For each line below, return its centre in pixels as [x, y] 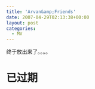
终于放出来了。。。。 [28, 52]
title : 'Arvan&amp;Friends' [41, 12]
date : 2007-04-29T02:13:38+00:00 [48, 17]
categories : [21, 28]
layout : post [22, 23]
